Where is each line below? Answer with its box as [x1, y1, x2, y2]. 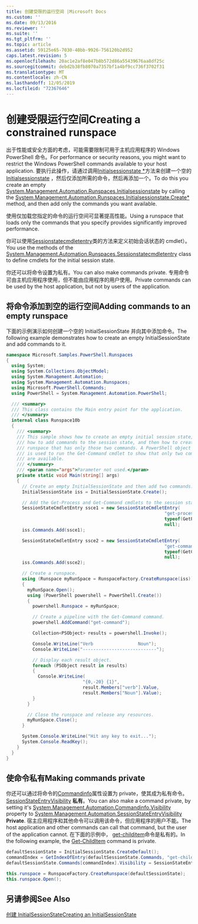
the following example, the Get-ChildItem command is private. [6, 838, 157, 845]
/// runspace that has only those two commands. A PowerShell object [16, 445, 192, 451]
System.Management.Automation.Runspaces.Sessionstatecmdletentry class [6, 250, 192, 257]
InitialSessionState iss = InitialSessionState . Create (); [21, 489, 167, 495]
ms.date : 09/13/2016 [6, 20, 57, 25]
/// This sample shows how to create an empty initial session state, [16, 434, 194, 440]
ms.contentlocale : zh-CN [6, 74, 67, 80]
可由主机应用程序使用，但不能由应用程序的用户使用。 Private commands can [6, 276, 192, 283]
